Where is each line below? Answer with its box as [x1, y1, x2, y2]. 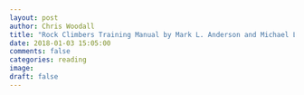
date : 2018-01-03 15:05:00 [9, 38, 111, 48]
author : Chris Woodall [9, 22, 95, 31]
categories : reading [9, 55, 88, 64]
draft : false [9, 72, 59, 81]
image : [9, 64, 34, 73]
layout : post [9, 13, 59, 23]
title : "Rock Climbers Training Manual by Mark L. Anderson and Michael [9, 30, 290, 39]
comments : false [9, 47, 71, 56]
